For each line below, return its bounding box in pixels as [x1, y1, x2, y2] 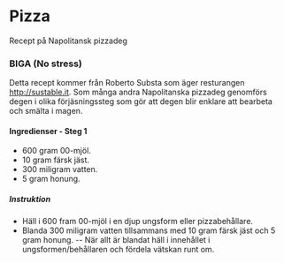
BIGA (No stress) [9, 57, 82, 70]
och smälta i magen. [9, 106, 83, 116]
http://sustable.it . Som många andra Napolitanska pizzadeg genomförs [9, 86, 267, 98]
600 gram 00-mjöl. [21, 146, 91, 156]
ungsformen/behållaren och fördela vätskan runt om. [21, 244, 215, 255]
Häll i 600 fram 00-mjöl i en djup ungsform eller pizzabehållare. [21, 216, 254, 227]
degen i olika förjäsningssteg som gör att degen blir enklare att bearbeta [9, 96, 272, 107]
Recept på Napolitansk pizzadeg [9, 35, 128, 46]
